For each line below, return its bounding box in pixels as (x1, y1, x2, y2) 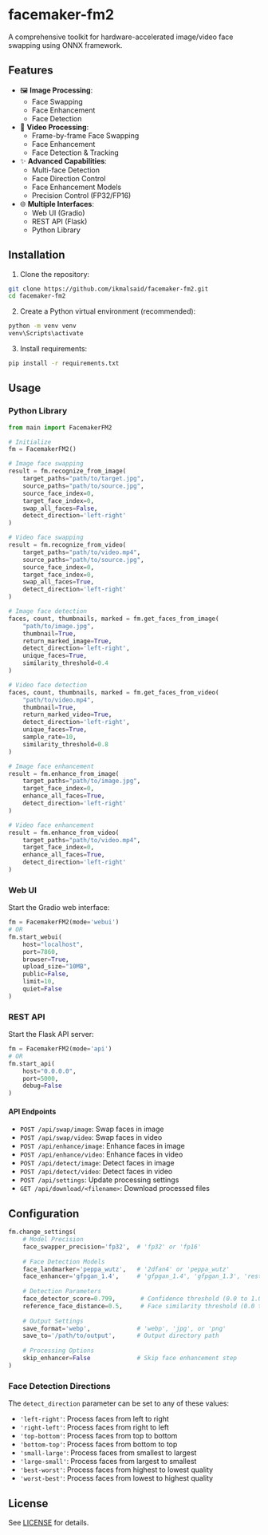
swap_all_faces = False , (22, 504, 98, 512)
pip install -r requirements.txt (8, 359, 120, 368)
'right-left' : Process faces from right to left (19, 1422, 169, 1432)
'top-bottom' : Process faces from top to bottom (19, 1431, 178, 1441)
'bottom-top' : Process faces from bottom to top (19, 1439, 178, 1450)
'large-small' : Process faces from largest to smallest (19, 1457, 197, 1466)
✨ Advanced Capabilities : (19, 156, 108, 165)
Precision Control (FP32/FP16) (31, 190, 132, 200)
